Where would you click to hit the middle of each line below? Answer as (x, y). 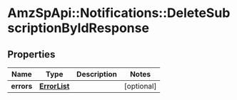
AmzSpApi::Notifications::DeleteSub (119, 13)
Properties (31, 54)
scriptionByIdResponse (79, 28)
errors (22, 86)
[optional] (140, 86)
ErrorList (54, 86)
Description (97, 74)
